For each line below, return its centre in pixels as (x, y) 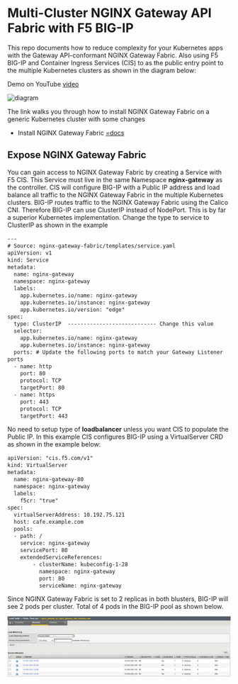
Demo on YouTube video (43, 84)
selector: (28, 331)
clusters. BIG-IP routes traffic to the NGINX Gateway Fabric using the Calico (118, 202)
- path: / (28, 536)
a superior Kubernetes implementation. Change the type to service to (108, 217)
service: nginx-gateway (55, 543)
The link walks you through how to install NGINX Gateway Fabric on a (109, 111)
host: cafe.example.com (49, 522)
